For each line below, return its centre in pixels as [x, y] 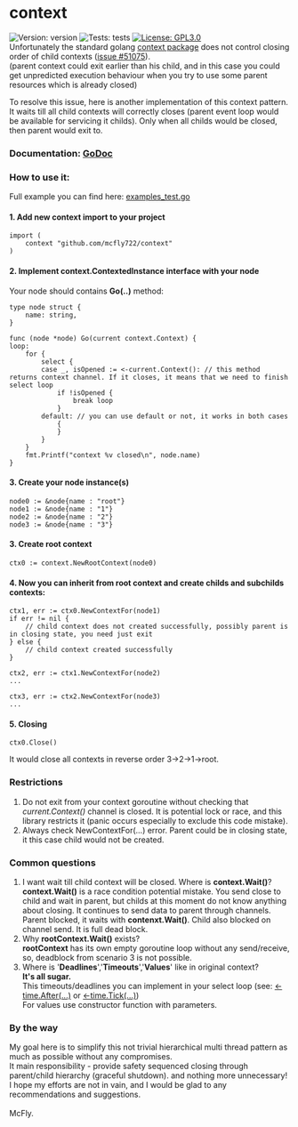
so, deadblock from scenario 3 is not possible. [107, 957]
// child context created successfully [99, 650]
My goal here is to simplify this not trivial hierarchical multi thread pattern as [149, 1047]
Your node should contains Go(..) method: [87, 291]
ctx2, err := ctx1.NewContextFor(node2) [85, 673]
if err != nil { [39, 619]
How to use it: [40, 177]
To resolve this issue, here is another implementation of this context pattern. [149, 101]
